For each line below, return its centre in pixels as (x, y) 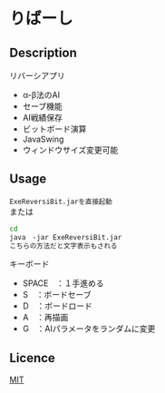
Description (43, 52)
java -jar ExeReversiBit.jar (66, 237)
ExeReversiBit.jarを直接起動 (61, 201)
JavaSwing (43, 139)
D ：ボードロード (57, 306)
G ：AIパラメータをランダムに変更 (89, 329)
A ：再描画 (45, 318)
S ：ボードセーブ (57, 295)
